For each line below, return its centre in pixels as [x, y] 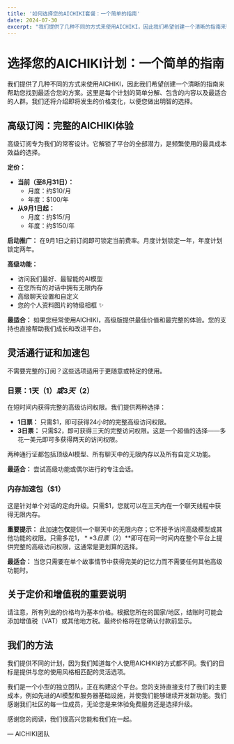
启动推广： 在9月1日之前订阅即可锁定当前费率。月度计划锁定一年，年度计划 [115, 241]
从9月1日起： [36, 208]
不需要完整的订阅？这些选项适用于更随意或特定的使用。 [86, 371]
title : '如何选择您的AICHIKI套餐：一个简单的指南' [74, 14]
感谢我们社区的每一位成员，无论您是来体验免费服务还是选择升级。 [102, 704]
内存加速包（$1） [36, 489]
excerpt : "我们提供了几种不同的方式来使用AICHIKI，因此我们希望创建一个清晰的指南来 [117, 27]
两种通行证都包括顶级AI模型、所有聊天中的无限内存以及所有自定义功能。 [111, 454]
